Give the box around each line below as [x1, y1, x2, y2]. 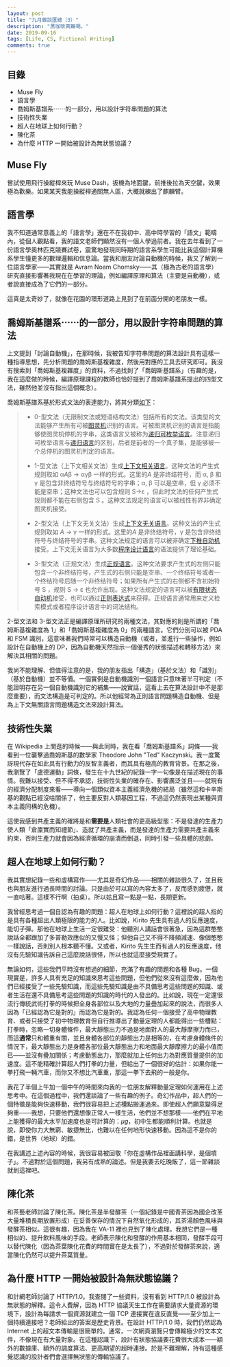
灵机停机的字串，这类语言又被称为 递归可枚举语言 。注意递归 [52, 430, 220, 438]
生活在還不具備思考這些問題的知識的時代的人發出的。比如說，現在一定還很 [12, 990, 223, 999]
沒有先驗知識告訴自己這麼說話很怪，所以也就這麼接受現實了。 [7, 950, 181, 959]
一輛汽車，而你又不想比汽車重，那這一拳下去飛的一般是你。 [25, 1068, 193, 1076]
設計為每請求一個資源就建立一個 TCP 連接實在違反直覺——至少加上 [25, 1309, 214, 1318]
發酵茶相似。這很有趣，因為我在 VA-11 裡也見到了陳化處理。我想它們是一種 [7, 1225, 218, 1233]
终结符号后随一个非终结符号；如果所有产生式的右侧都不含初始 [40, 577, 214, 585]
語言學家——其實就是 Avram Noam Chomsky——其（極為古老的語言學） [12, 263, 218, 271]
